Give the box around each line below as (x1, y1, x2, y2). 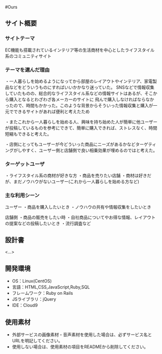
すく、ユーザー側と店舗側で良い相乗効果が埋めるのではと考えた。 (26, 147, 158, 153)
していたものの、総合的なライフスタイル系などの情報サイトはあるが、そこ (5, 90, 153, 96)
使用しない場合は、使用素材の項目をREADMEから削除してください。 (12, 344, 148, 350)
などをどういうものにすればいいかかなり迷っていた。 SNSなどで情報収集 (9, 84, 155, 90)
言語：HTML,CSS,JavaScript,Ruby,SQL (12, 284, 90, 290)
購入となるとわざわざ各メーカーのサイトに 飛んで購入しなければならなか (9, 97, 154, 102)
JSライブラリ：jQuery (12, 296, 57, 302)
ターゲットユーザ (5, 161, 45, 167)
